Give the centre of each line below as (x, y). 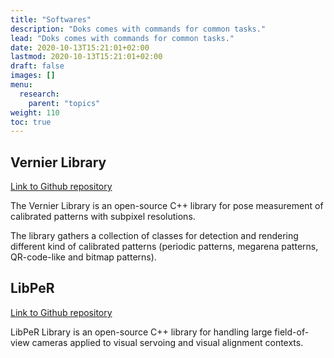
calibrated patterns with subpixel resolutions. (103, 217)
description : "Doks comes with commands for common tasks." (138, 29)
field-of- (292, 332)
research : (39, 94)
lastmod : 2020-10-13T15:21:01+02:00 (86, 57)
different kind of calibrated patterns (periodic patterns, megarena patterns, (164, 247)
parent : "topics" (64, 103)
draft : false (37, 66)
